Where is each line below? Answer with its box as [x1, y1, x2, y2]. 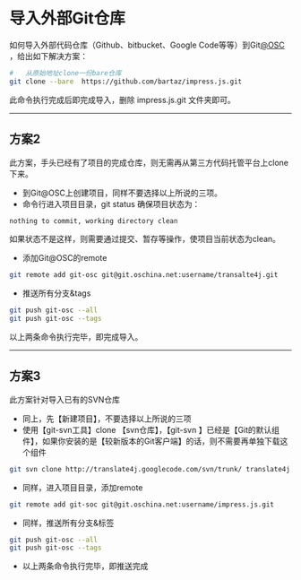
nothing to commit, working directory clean [9, 216, 178, 225]
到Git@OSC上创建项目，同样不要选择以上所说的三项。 [21, 187, 222, 198]
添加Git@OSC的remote [21, 253, 107, 264]
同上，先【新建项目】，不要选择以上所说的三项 [21, 413, 192, 424]
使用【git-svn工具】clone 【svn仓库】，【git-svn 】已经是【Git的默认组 [21, 424, 280, 435]
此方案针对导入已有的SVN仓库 [9, 394, 121, 404]
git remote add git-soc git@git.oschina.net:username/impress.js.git [9, 499, 275, 509]
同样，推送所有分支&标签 [21, 517, 115, 528]
